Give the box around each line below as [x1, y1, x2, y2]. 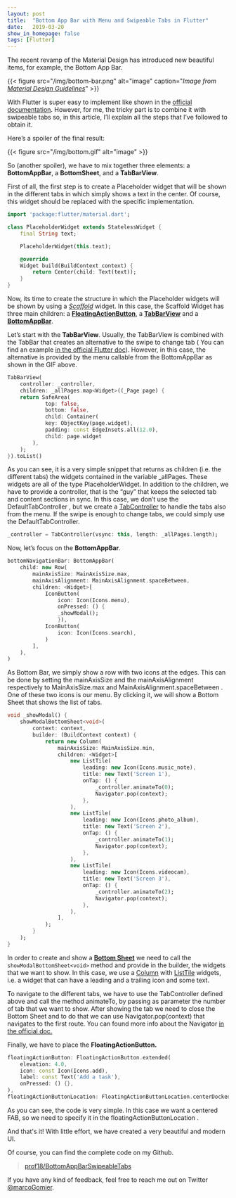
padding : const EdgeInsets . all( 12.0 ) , [44, 426, 159, 433]
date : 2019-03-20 [7, 23, 65, 30]
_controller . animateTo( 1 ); [95, 836, 174, 843]
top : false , [44, 400, 80, 407]
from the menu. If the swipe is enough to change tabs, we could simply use [7, 510, 225, 518]
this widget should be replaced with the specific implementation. [7, 198, 195, 206]
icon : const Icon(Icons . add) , [20, 1067, 109, 1074]
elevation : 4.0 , [20, 1060, 68, 1068]
